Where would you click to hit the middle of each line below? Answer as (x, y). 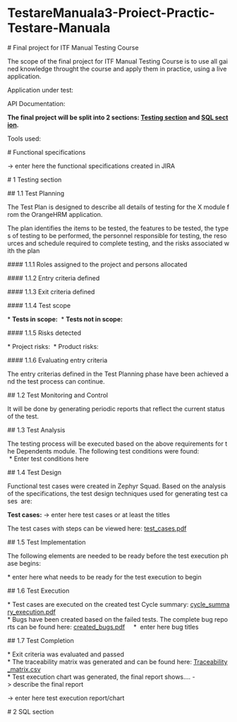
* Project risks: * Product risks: (53, 346)
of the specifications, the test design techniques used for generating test (113, 493)
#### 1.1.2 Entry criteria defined (54, 278)
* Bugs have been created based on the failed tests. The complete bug (110, 619)
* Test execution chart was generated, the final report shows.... (99, 677)
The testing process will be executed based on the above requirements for (116, 444)
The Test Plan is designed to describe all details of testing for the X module (116, 207)
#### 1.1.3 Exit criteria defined (51, 292)
